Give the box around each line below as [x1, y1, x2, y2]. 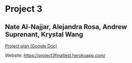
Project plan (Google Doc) [5, 43, 57, 49]
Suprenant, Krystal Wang [5, 30, 84, 38]
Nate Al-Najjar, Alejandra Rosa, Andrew [5, 23, 128, 31]
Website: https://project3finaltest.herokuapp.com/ [5, 52, 106, 58]
